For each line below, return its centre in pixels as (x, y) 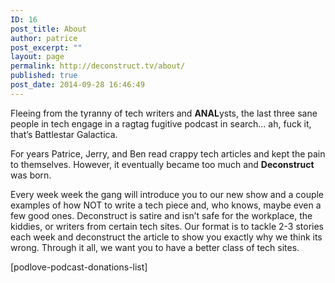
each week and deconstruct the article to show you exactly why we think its (166, 237)
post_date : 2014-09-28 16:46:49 (77, 85)
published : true (44, 76)
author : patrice (44, 38)
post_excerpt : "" (46, 47)
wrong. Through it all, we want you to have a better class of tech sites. (155, 247)
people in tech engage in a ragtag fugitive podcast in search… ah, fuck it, (161, 123)
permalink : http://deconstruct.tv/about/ (98, 66)
